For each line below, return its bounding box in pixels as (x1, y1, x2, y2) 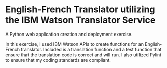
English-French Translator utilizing (5, 4, 155, 15)
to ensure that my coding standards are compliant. (5, 57, 111, 63)
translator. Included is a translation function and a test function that (21, 46, 162, 52)
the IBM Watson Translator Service (5, 14, 156, 26)
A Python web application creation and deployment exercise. (5, 31, 133, 37)
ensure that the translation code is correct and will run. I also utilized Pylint (5, 52, 162, 58)
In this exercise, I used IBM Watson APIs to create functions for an (5, 41, 144, 47)
